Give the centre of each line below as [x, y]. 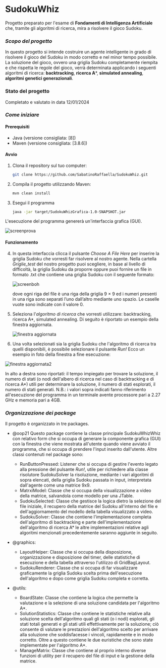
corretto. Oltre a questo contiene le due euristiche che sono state [86, 640]
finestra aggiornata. [32, 325]
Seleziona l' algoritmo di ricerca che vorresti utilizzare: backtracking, [82, 314]
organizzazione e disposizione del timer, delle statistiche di [80, 557]
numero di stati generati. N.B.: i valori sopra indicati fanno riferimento [76, 389]
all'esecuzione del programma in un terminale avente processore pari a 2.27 [83, 395]
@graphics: [24, 542]
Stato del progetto [27, 91]
